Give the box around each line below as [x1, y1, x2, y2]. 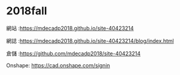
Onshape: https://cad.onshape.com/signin [6, 61, 111, 69]
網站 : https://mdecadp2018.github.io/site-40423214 [6, 24, 134, 32]
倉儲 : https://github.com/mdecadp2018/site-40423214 [6, 49, 141, 57]
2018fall [6, 4, 47, 18]
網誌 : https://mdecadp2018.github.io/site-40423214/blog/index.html [6, 37, 175, 44]
